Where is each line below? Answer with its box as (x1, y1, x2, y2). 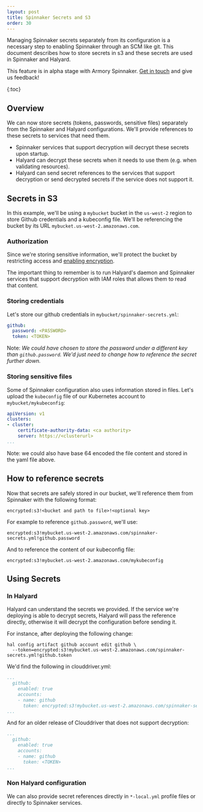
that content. (7, 282, 39, 289)
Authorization (7, 237, 49, 245)
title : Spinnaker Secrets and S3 (7, 14, 91, 21)
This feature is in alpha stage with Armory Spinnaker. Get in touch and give (7, 68, 193, 75)
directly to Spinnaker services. (7, 799, 83, 806)
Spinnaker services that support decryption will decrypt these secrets (15, 144, 189, 151)
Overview (7, 103, 45, 113)
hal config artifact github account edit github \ (7, 642, 137, 648)
